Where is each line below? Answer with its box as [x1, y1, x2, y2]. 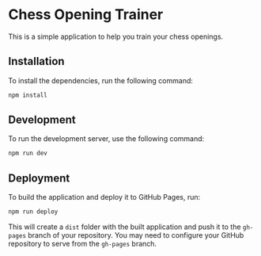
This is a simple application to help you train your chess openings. [8, 32, 224, 41]
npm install [8, 91, 47, 99]
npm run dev [8, 149, 47, 158]
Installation [8, 55, 65, 68]
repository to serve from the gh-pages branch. [8, 239, 157, 248]
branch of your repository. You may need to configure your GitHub [27, 231, 244, 239]
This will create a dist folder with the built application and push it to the [8, 222, 241, 231]
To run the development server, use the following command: [8, 134, 205, 143]
